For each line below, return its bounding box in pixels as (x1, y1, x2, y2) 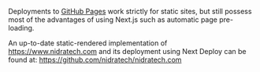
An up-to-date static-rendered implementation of (8, 38, 168, 48)
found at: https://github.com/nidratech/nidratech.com (8, 55, 182, 64)
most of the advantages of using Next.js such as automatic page (8, 15, 218, 24)
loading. (8, 23, 35, 32)
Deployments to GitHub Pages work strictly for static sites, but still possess (8, 7, 252, 16)
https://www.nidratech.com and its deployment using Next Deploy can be (8, 47, 247, 56)
